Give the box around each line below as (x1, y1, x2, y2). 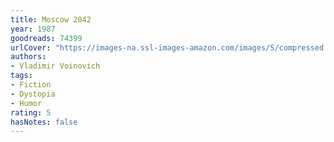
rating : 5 (10, 107, 52, 118)
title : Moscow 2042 (10, 14, 92, 25)
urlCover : (10, 42, 52, 53)
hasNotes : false (10, 117, 78, 127)
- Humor (10, 98, 43, 108)
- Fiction (10, 80, 52, 90)
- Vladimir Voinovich (10, 61, 101, 71)
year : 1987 (10, 24, 56, 34)
